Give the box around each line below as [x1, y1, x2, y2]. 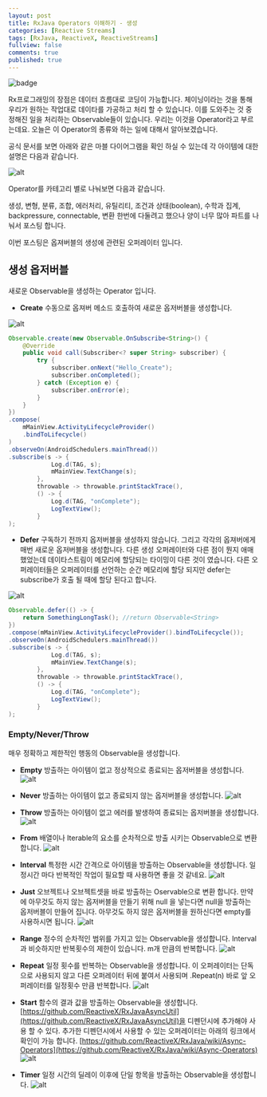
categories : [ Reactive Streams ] [8, 26, 116, 34]
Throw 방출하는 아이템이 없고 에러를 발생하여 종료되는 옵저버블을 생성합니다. [19, 807, 259, 817]
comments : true [8, 49, 59, 57]
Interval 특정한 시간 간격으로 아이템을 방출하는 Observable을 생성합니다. [19, 859, 248, 870]
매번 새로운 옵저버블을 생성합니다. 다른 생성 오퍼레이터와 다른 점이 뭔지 [19, 545, 239, 554]
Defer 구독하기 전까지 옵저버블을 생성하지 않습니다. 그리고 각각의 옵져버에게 [19, 535, 257, 545]
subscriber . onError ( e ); [50, 386, 130, 394]
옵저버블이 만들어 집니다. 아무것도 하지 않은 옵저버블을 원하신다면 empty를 [19, 906, 252, 916]
